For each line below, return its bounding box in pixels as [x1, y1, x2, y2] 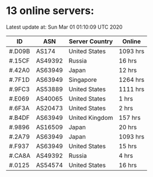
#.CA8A [9, 151, 31, 159]
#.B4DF [9, 113, 30, 122]
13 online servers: [6, 4, 95, 18]
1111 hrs [119, 85, 145, 93]
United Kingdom [68, 113, 113, 122]
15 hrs [119, 142, 137, 150]
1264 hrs [119, 75, 145, 84]
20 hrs [119, 123, 137, 131]
